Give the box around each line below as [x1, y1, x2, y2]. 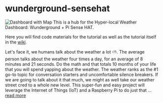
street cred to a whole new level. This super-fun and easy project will [5, 82, 145, 88]
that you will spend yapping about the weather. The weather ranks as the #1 [5, 66, 159, 72]
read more [5, 92, 26, 98]
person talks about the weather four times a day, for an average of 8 [5, 56, 143, 62]
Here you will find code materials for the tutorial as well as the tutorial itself [5, 34, 157, 40]
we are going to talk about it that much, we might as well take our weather [5, 77, 155, 82]
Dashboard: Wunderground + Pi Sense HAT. [5, 24, 94, 30]
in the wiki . [5, 39, 27, 45]
